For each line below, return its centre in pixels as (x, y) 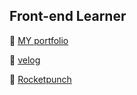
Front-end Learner (68, 16)
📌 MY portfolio (39, 40)
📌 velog (25, 60)
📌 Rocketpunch (40, 79)
